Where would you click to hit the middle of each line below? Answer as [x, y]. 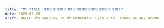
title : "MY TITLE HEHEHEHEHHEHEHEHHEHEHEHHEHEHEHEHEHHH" [65, 9]
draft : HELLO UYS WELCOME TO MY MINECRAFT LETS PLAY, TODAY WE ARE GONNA [82, 18]
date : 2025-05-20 [23, 14]
